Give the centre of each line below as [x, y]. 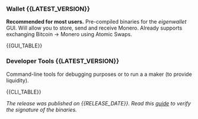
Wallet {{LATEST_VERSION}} [48, 9]
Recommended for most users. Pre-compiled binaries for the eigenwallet [96, 22]
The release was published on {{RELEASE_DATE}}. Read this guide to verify [98, 103]
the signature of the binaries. [41, 110]
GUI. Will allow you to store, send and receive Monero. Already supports [94, 28]
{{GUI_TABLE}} [24, 46]
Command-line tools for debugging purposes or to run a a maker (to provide [99, 74]
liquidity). [17, 80]
